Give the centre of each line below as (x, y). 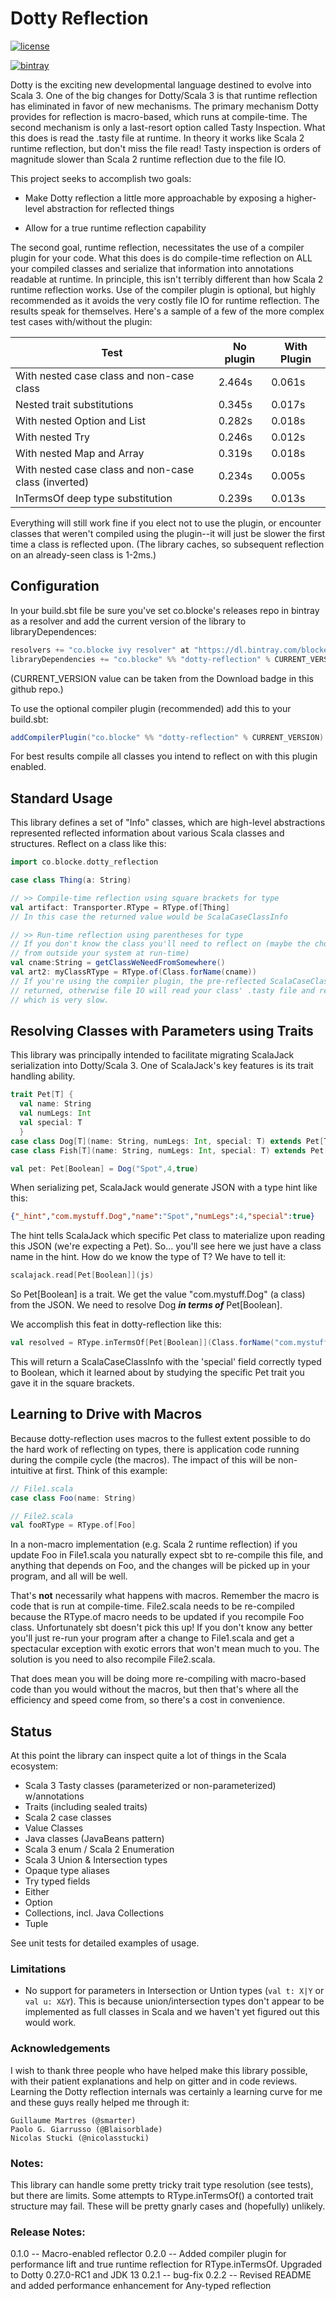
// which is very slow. (60, 1000)
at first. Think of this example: (106, 1470)
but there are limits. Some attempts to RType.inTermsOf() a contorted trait (162, 2196)
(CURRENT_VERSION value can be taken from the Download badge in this (162, 678)
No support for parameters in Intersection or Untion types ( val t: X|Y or (174, 1991)
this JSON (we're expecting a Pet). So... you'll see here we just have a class (166, 1246)
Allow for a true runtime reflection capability (115, 228)
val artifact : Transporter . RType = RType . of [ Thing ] (120, 907)
